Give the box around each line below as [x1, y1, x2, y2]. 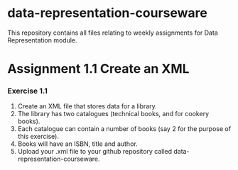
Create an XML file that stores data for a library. [17, 102, 158, 110]
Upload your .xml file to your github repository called [17, 147, 173, 156]
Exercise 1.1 [7, 86, 48, 96]
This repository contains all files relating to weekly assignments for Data [7, 28, 218, 37]
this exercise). [17, 132, 59, 141]
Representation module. [7, 35, 77, 44]
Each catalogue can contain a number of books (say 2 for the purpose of [17, 125, 232, 133]
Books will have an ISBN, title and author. [17, 140, 138, 148]
